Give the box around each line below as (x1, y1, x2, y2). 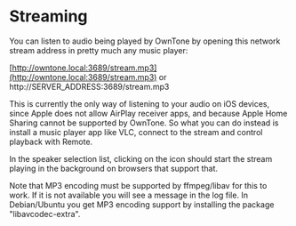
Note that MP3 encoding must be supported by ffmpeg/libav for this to (9, 180, 268, 190)
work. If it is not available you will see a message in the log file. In (9, 190, 249, 200)
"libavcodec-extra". (9, 208, 81, 219)
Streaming (9, 6, 88, 27)
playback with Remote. (9, 136, 93, 147)
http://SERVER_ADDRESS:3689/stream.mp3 (9, 81, 170, 92)
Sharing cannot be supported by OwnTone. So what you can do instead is (9, 117, 279, 128)
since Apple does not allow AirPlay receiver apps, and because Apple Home (9, 108, 288, 118)
